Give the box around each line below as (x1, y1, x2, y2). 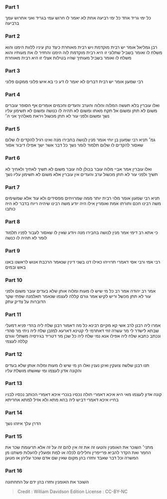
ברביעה (5, 20, 19, 26)
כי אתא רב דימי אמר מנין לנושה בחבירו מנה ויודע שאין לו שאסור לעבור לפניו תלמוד (5, 229, 158, 235)
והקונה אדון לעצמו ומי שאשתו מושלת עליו (5, 367, 82, 373)
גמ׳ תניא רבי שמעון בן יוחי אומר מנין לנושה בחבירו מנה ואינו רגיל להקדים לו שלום (5, 136, 156, 143)
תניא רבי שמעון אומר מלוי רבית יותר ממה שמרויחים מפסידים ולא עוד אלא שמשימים (5, 195, 160, 201)
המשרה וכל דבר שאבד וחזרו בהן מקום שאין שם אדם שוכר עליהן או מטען (5, 455, 139, 461)
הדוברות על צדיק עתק (5, 298, 46, 304)
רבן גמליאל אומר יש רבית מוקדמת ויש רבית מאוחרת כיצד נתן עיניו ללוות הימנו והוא (5, 44, 158, 50)
